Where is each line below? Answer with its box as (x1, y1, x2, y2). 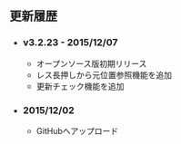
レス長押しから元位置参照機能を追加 (35, 69, 173, 80)
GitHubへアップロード (35, 125, 119, 136)
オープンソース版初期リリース (35, 58, 147, 69)
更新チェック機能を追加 (35, 81, 125, 91)
